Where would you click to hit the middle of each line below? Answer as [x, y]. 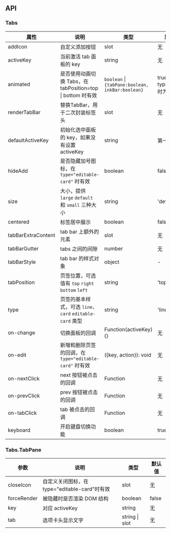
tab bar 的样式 [77, 258]
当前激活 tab [75, 57]
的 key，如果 [75, 137]
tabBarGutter [23, 248]
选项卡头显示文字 [63, 520]
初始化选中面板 [78, 129]
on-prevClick [24, 395]
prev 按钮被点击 [79, 392]
